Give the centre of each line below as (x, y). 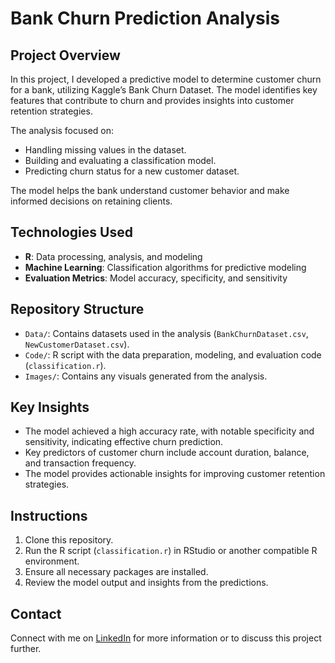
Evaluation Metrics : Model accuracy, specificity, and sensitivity (156, 278)
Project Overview (65, 55)
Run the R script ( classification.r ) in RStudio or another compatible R (171, 551)
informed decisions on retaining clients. (91, 201)
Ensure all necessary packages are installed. (116, 572)
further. (26, 649)
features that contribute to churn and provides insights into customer (152, 100)
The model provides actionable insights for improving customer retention (175, 474)
